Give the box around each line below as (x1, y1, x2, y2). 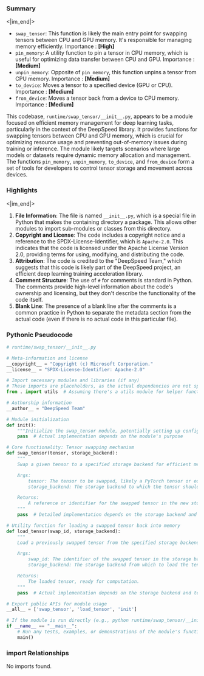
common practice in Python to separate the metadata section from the (15, 308, 191, 316)
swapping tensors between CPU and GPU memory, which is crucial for (6, 132, 183, 139)
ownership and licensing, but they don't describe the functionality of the (15, 289, 196, 296)
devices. (6, 171, 28, 178)
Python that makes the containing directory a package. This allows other (15, 218, 197, 226)
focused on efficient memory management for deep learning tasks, (6, 119, 174, 127)
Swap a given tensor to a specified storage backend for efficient (17, 461, 191, 467)
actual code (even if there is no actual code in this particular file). (15, 315, 178, 322)
